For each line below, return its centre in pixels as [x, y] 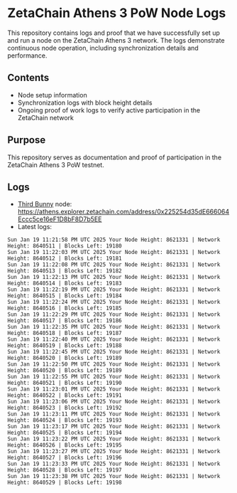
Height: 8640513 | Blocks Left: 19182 [65, 271]
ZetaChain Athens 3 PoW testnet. [56, 164]
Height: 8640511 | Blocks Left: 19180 [65, 246]
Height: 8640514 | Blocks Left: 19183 [65, 283]
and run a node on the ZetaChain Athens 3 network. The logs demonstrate [116, 40]
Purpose [27, 140]
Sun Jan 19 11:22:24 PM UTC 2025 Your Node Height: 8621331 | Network [114, 302]
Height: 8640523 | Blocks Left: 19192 [65, 408]
